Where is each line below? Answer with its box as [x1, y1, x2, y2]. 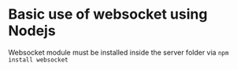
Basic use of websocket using [8, 5, 208, 23]
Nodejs [8, 22, 57, 40]
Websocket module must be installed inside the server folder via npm [8, 47, 229, 57]
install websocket [8, 56, 69, 64]
